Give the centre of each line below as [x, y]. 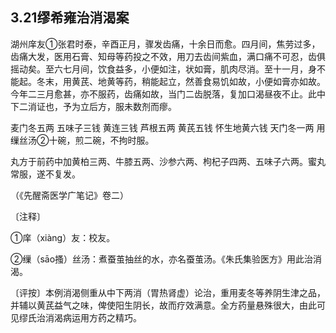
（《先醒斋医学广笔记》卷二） [69, 195]
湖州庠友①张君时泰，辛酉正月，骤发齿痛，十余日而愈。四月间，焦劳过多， [165, 44]
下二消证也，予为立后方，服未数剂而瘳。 [93, 106]
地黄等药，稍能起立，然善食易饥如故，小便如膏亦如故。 [211, 81]
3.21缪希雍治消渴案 [70, 18]
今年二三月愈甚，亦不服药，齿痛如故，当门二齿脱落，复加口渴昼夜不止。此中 [168, 94]
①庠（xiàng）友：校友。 [63, 237]
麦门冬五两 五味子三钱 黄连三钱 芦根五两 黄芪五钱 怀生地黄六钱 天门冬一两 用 [168, 127]
